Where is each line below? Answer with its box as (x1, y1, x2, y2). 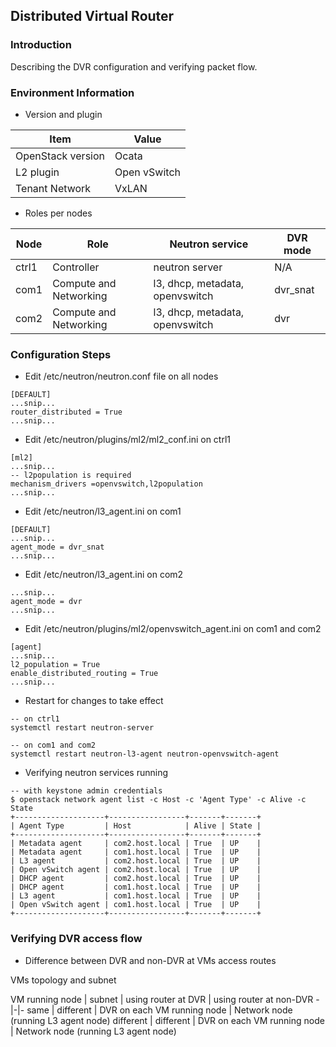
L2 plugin (15, 165, 60, 179)
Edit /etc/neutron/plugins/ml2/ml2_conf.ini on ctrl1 (24, 434, 231, 446)
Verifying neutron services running (24, 767, 169, 779)
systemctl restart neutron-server (10, 723, 155, 733)
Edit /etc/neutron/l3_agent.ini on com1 (24, 505, 182, 518)
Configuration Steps (10, 347, 112, 361)
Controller (52, 260, 100, 274)
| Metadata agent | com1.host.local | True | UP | (10, 847, 262, 858)
